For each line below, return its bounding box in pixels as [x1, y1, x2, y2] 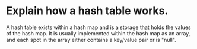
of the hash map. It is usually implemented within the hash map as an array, [6, 30, 190, 37]
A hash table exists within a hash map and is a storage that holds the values [6, 24, 191, 31]
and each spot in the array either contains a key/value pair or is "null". [6, 36, 176, 43]
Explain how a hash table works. [6, 4, 169, 18]
